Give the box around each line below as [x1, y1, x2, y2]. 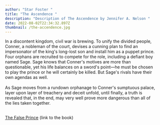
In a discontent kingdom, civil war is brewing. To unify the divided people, [5, 38, 152, 44]
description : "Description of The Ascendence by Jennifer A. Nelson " [5, 16, 150, 21]
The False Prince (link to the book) [5, 115, 73, 121]
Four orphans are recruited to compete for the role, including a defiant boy [5, 54, 153, 60]
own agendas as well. [5, 75, 48, 80]
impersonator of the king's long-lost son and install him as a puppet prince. [5, 49, 155, 55]
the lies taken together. [5, 100, 51, 106]
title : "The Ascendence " [5, 12, 57, 16]
